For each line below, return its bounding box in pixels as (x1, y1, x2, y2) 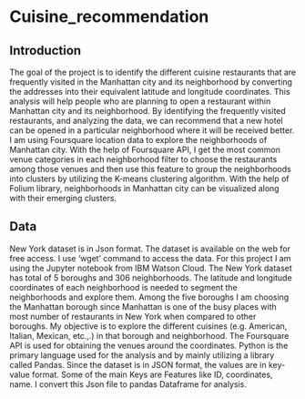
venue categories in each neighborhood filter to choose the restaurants (9, 154, 278, 165)
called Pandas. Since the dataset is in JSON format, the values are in (9, 359, 267, 370)
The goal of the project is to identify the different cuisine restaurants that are (9, 66, 297, 77)
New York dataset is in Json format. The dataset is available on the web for (9, 243, 291, 254)
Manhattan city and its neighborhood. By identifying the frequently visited (9, 106, 287, 116)
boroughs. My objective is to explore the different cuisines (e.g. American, (9, 321, 288, 332)
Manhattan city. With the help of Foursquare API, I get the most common (9, 144, 280, 155)
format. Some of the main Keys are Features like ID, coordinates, (31, 369, 273, 380)
